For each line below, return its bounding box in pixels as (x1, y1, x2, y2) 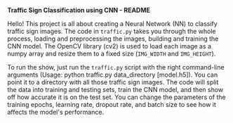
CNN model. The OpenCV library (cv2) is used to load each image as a (7, 42, 212, 50)
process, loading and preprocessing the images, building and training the (7, 34, 219, 43)
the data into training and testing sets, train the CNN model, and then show (7, 86, 224, 93)
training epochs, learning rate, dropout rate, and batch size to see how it (7, 101, 216, 108)
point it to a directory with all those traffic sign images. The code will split (7, 78, 219, 86)
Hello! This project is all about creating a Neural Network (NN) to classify (7, 20, 218, 27)
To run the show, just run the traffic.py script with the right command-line (7, 63, 225, 71)
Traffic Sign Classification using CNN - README (7, 6, 151, 14)
